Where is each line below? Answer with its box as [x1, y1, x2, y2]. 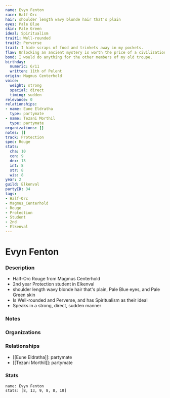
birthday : [5, 59, 26, 64]
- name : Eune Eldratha [5, 106, 53, 112]
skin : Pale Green [5, 26, 42, 31]
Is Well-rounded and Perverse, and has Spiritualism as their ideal [12, 297, 148, 303]
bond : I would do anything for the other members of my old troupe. [5, 54, 153, 60]
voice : [5, 78, 19, 83]
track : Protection [5, 135, 44, 140]
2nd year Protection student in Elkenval [12, 281, 95, 287]
